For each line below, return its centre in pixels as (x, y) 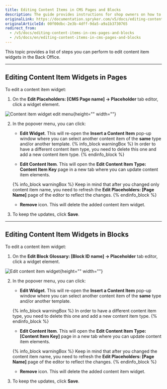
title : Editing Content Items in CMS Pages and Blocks (63, 10)
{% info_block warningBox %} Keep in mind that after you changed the (85, 351)
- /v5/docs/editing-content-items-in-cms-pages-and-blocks (72, 33)
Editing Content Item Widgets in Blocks (67, 235)
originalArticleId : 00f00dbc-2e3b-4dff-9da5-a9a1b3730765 (66, 24)
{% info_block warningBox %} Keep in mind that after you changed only (86, 184)
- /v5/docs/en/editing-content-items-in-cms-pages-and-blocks (75, 38)
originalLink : (20, 19)
